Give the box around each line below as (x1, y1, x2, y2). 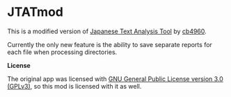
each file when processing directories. (7, 48, 118, 56)
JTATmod (7, 4, 64, 20)
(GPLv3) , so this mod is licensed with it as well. (7, 82, 142, 90)
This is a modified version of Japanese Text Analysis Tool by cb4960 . (7, 27, 207, 35)
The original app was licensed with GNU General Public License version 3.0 (7, 74, 224, 83)
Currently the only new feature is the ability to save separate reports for (7, 40, 212, 48)
